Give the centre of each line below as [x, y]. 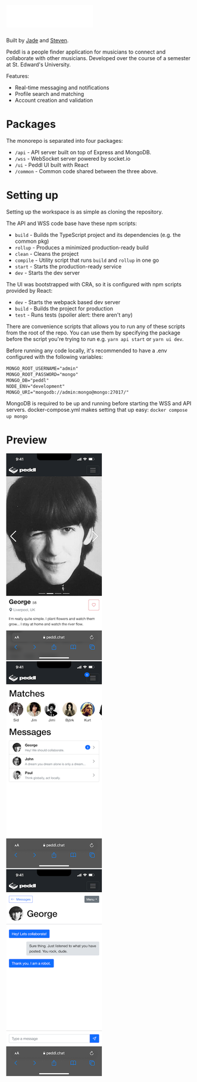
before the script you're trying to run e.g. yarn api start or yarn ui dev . [95, 339]
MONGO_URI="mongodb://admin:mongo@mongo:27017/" [68, 392]
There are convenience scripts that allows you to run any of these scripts [96, 326]
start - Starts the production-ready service [68, 266]
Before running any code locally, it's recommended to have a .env [87, 351]
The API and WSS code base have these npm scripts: [71, 223]
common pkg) [32, 241]
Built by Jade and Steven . [37, 40]
